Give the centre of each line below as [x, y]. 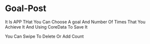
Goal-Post [26, 8]
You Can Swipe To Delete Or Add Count [44, 36]
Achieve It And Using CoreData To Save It [46, 27]
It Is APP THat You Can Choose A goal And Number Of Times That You [75, 22]
